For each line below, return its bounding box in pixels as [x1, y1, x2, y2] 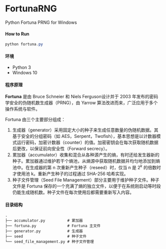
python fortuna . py [5, 42, 43, 47]
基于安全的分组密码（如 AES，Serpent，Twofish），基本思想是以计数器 [12, 133, 157, 139]
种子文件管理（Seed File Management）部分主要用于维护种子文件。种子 [12, 177, 160, 183]
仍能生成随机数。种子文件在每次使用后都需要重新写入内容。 [12, 189, 134, 195]
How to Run [5, 31, 30, 37]
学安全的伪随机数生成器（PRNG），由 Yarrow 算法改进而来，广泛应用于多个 [5, 100, 158, 106]
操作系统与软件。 [5, 106, 40, 112]
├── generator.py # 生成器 [5, 229, 83, 234]
